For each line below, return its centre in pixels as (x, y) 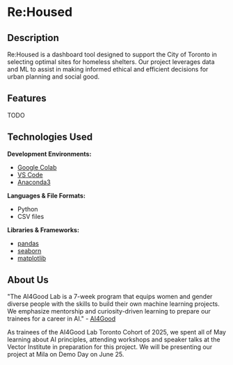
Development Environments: (49, 154)
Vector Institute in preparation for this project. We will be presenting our (110, 347)
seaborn (29, 250)
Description (33, 38)
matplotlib (32, 258)
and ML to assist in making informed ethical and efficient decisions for (108, 69)
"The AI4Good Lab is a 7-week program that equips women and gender (110, 297)
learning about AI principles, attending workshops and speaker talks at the (114, 340)
